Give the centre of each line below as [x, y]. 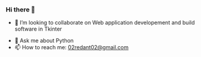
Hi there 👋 [21, 10]
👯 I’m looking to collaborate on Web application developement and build [105, 23]
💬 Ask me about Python [44, 41]
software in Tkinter [38, 29]
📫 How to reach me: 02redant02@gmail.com [72, 47]
